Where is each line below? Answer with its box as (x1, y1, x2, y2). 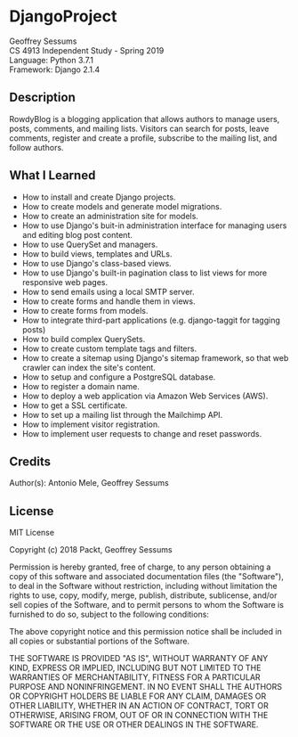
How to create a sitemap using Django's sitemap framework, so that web (21, 352, 289, 363)
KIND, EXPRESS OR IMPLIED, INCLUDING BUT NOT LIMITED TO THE (9, 662, 262, 674)
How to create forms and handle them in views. (21, 296, 196, 307)
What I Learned (9, 168, 96, 184)
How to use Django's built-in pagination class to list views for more (21, 267, 268, 278)
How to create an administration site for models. (21, 210, 198, 221)
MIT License (9, 528, 55, 538)
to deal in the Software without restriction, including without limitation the (9, 581, 278, 592)
